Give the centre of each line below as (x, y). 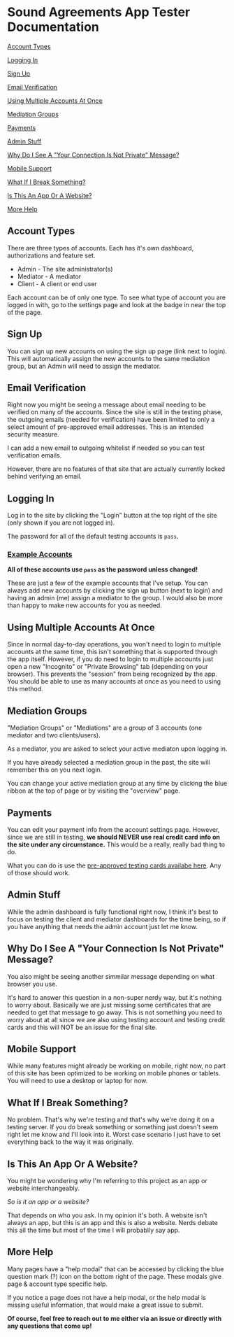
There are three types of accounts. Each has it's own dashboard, (101, 248)
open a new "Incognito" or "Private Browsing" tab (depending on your (108, 667)
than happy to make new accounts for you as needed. (85, 605)
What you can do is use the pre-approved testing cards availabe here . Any (114, 865)
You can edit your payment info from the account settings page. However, (114, 829)
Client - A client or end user (57, 283)
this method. (25, 689)
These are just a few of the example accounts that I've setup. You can (108, 583)
